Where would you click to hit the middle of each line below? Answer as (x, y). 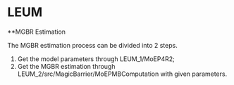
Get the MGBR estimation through (66, 66)
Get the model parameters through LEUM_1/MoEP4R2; (96, 59)
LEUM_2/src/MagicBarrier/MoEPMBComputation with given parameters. (122, 74)
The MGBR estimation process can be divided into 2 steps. (92, 45)
